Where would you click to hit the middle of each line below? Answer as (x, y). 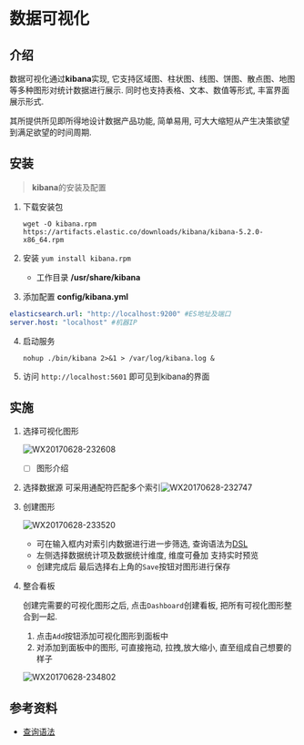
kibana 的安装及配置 (69, 187)
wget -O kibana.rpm (60, 224)
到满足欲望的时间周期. (51, 132)
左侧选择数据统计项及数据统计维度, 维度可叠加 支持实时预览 (147, 556)
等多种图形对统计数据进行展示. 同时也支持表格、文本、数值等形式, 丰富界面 (149, 90)
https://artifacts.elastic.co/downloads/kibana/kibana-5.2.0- (143, 232)
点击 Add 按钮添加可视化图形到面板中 (102, 636)
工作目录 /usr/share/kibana (88, 277)
